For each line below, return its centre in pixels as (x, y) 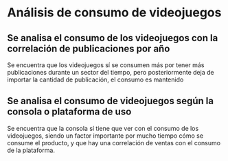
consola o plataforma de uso (69, 112)
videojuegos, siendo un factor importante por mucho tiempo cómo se (105, 136)
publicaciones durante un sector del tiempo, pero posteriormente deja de (111, 72)
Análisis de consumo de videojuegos (114, 13)
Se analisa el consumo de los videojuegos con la (113, 38)
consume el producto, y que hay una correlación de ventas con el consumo (114, 143)
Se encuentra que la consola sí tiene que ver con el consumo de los (103, 128)
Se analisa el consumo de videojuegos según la (111, 101)
